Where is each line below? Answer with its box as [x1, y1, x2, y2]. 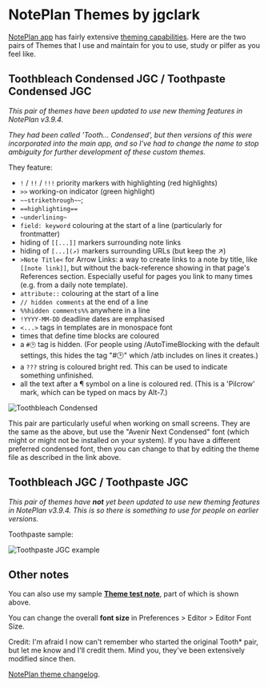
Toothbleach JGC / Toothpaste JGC [8, 476, 189, 489]
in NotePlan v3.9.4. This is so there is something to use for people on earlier [8, 505, 259, 515]
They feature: [8, 162, 54, 172]
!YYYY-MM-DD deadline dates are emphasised [19, 314, 166, 323]
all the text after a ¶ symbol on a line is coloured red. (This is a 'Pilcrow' [19, 378, 256, 389]
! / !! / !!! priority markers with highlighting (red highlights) [19, 178, 218, 187]
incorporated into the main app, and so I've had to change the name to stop [8, 138, 259, 148]
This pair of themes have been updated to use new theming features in [8, 106, 242, 115]
